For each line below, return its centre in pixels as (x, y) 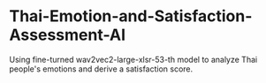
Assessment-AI (68, 35)
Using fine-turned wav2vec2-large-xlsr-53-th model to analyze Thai (133, 59)
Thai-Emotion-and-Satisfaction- (131, 16)
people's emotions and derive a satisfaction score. (101, 69)
